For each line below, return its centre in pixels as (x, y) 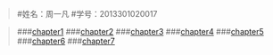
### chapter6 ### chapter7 (66, 41)
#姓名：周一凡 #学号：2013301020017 (87, 14)
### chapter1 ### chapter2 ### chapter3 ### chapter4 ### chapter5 (140, 31)
